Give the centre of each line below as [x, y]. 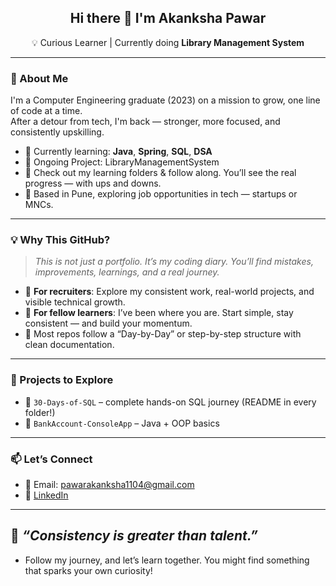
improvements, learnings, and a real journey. [127, 272]
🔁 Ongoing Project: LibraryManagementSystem [122, 162]
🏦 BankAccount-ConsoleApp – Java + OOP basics [122, 423]
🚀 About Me [39, 78]
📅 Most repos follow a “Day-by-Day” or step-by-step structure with [163, 334]
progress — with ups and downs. [93, 183]
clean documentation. [69, 345]
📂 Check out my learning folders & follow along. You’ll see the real [160, 173]
